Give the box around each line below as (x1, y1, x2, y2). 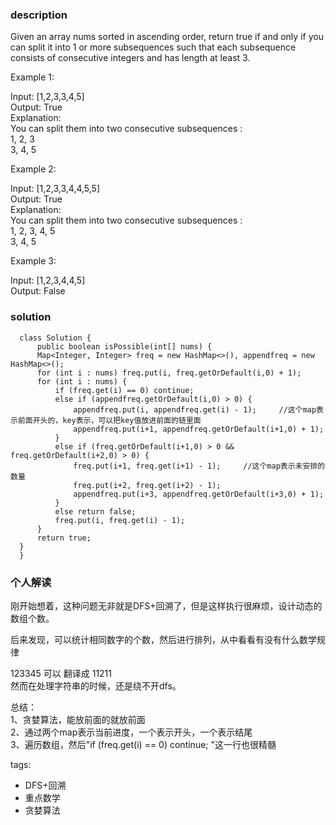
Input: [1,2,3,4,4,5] (10, 274, 86, 287)
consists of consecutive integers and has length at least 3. (10, 52, 251, 64)
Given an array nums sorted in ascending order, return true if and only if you (10, 31, 324, 43)
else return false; (54, 506, 137, 517)
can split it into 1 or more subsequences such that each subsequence (10, 41, 297, 53)
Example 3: (10, 255, 57, 267)
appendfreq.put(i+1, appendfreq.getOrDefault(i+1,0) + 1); (73, 424, 325, 434)
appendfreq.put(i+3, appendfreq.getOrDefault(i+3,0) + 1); (73, 489, 325, 499)
